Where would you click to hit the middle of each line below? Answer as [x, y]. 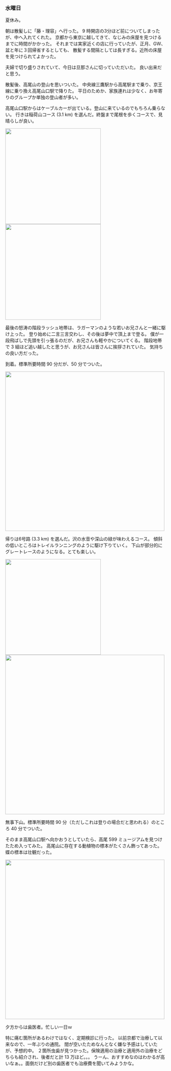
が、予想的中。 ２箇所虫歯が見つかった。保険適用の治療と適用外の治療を [82, 1051]
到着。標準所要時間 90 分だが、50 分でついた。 [55, 364]
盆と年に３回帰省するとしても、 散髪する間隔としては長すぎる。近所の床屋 [83, 50]
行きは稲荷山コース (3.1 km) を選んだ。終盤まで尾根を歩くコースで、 [87, 115]
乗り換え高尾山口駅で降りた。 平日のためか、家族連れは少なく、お [84, 91]
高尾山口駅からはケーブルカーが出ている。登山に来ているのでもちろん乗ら [83, 108]
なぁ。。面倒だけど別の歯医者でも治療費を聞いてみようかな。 [73, 1063]
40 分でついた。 [28, 829]
